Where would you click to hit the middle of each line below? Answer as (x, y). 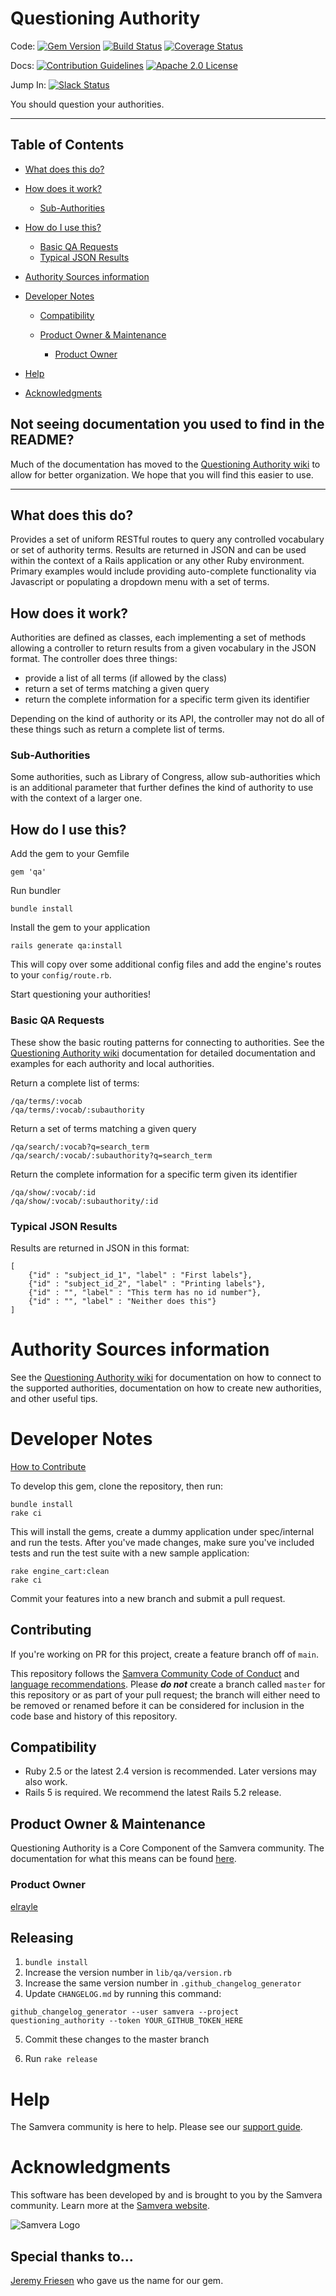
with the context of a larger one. (76, 798)
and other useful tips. (54, 1398)
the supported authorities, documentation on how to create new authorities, (166, 1388)
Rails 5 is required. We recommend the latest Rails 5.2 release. (153, 1793)
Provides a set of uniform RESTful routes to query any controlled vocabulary (167, 539)
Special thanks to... (72, 2256)
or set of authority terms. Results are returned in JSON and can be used (158, 550)
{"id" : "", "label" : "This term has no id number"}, (145, 1292)
